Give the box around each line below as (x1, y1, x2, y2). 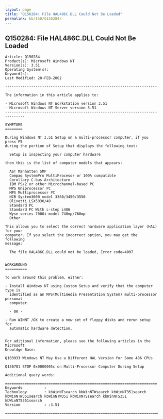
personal (5, 296, 23, 301)
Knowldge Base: (5, 347, 36, 352)
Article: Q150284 (5, 54, 40, 60)
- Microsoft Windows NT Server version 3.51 (5, 105, 97, 111)
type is (5, 288, 21, 293)
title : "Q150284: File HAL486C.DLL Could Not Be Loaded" (5, 12, 123, 16)
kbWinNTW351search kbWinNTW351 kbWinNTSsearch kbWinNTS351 (5, 394, 127, 399)
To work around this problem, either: (5, 275, 83, 280)
